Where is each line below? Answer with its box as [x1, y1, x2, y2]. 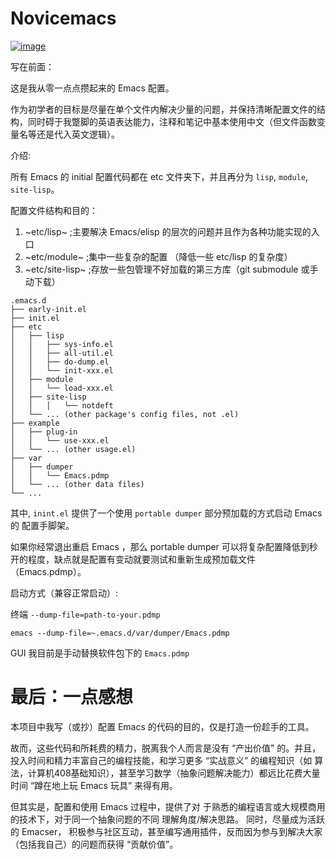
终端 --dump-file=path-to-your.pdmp [10, 608, 161, 620]
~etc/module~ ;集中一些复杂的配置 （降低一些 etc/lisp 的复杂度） [24, 250, 293, 262]
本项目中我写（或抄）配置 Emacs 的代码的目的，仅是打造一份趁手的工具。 [10, 720, 315, 732]
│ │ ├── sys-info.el [10, 339, 114, 349]
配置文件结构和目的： [10, 204, 98, 216]
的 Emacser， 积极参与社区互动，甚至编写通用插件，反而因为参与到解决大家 [10, 825, 323, 837]
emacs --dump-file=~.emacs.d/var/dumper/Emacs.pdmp [10, 628, 230, 638]
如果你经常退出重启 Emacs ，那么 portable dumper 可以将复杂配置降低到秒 [10, 540, 318, 552]
